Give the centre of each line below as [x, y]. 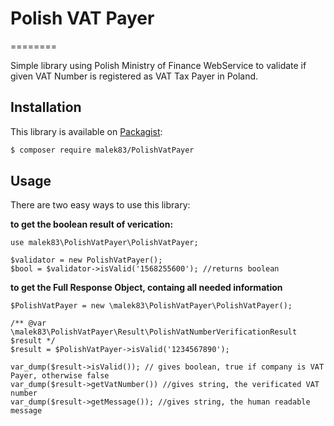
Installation [46, 107]
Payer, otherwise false [60, 376]
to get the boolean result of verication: [92, 224]
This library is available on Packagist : [86, 131]
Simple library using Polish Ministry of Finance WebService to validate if [158, 65]
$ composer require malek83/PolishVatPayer [102, 150]
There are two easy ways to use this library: [100, 205]
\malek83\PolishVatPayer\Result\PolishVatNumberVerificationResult [154, 332]
